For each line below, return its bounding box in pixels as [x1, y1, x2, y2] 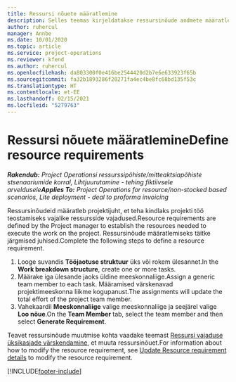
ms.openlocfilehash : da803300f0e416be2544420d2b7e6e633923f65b [7, 69, 197, 76]
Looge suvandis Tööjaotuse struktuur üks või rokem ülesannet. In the [17, 257, 219, 266]
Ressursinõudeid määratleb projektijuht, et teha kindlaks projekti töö [7, 206, 204, 215]
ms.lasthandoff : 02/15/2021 [7, 96, 90, 103]
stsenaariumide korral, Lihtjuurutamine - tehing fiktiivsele [7, 177, 173, 186]
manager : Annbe [7, 30, 52, 37]
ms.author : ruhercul [7, 63, 68, 70]
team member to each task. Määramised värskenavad [17, 279, 173, 288]
